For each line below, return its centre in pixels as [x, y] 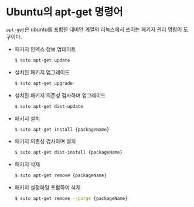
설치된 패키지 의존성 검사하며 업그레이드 [60, 95]
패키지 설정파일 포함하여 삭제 [47, 188]
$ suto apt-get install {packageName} [62, 130]
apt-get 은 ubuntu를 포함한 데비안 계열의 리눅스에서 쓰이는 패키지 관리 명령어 [94, 29]
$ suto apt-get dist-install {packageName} [69, 152]
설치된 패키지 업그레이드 [42, 72]
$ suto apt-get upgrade [44, 83]
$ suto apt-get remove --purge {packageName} [71, 199]
